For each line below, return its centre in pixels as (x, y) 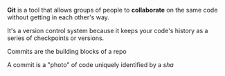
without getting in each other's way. (58, 17)
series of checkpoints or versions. (56, 38)
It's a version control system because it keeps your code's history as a (108, 31)
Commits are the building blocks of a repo (67, 51)
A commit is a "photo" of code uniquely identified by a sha (91, 65)
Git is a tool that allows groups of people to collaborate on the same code (112, 10)
